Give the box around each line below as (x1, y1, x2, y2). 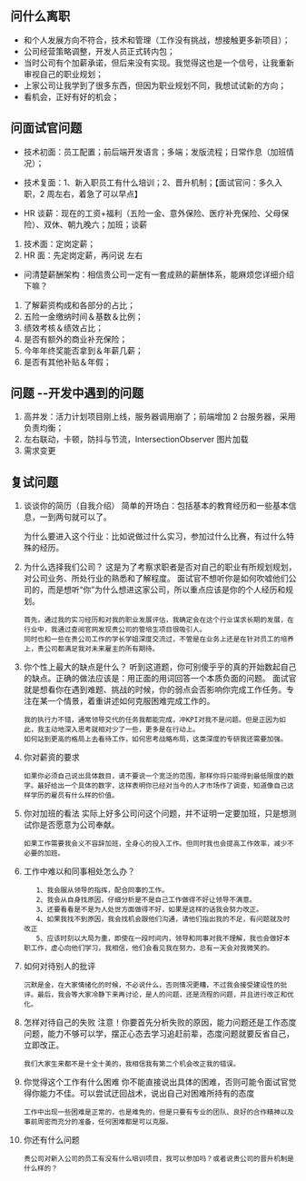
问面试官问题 (10, 121, 83, 136)
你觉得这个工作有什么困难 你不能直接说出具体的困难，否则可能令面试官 (23, 1077, 289, 1087)
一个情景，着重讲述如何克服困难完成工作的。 (47, 696, 215, 707)
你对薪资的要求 (23, 752, 80, 763)
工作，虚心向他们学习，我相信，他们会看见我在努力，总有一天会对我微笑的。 (30, 944, 274, 953)
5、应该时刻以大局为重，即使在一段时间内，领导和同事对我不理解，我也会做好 (35, 934, 284, 943)
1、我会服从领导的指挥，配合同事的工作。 (35, 886, 169, 895)
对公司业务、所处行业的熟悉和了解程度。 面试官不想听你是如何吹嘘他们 (23, 573, 289, 584)
